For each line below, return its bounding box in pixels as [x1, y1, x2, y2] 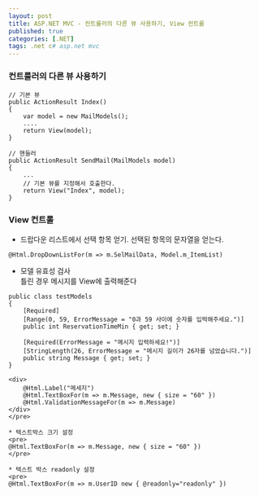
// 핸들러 [8, 150, 37, 158]
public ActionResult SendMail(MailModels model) [8, 156, 176, 165]
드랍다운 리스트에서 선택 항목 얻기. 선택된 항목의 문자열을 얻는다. [19, 234, 225, 244]
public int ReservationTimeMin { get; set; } [23, 323, 180, 331]
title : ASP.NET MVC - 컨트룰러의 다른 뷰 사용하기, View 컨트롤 [8, 20, 205, 28]
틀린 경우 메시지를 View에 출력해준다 [19, 276, 137, 286]
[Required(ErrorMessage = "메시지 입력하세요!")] [23, 338, 181, 346]
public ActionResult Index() [8, 99, 107, 107]
